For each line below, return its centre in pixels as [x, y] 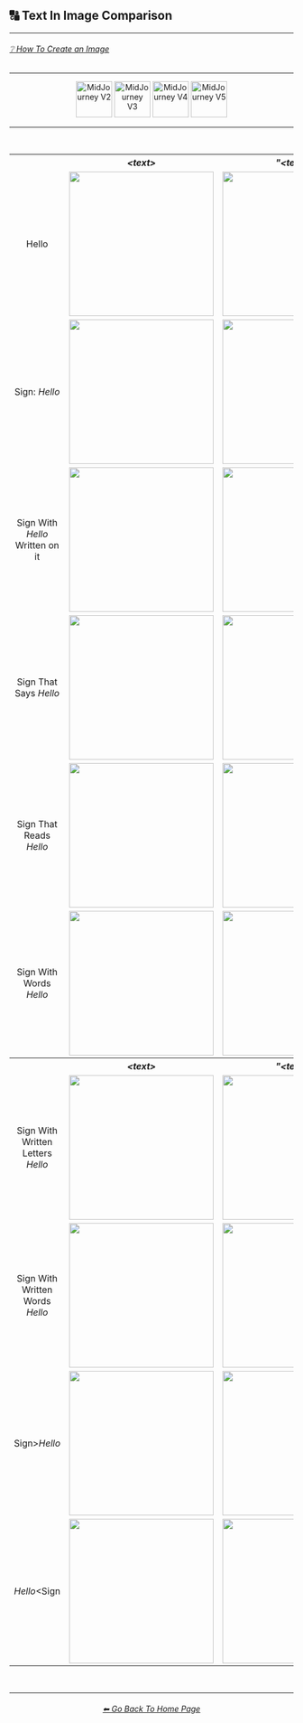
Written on [37, 545]
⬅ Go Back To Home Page [151, 1709]
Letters [37, 1153]
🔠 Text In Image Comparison [91, 16]
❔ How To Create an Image [60, 49]
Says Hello [37, 694]
